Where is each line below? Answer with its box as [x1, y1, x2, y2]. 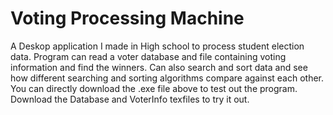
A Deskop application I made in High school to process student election [10, 40, 305, 52]
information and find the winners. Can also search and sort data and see [10, 61, 308, 73]
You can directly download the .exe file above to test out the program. [10, 82, 298, 94]
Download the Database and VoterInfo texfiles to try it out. [10, 93, 250, 105]
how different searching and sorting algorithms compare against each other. [10, 72, 325, 84]
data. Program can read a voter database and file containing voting [10, 50, 287, 62]
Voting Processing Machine [10, 7, 245, 30]
